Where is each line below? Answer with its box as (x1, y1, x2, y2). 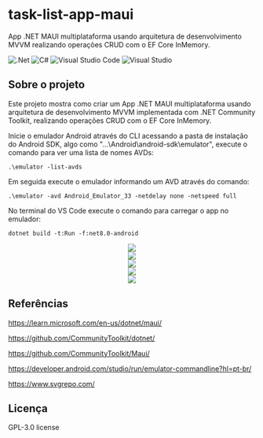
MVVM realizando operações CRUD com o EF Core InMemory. (8, 39, 210, 49)
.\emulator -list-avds (8, 163, 82, 171)
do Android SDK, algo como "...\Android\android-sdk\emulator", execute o (8, 139, 248, 149)
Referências (8, 297, 69, 310)
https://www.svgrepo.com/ (8, 379, 96, 388)
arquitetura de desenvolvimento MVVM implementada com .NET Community (8, 107, 256, 117)
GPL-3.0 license (8, 423, 60, 432)
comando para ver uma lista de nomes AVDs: (8, 147, 155, 157)
